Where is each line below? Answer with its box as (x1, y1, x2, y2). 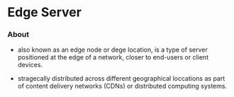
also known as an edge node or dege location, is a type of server (17, 45, 208, 54)
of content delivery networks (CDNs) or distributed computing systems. (17, 82, 228, 91)
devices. (17, 61, 43, 69)
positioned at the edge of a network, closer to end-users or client (17, 53, 209, 62)
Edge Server (7, 4, 82, 21)
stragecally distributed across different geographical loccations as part (17, 74, 225, 83)
